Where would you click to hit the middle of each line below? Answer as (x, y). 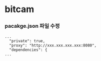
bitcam (19, 9)
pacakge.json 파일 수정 (32, 26)
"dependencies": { (28, 50)
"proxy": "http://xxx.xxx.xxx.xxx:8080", (53, 46)
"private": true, (27, 41)
